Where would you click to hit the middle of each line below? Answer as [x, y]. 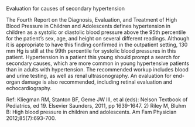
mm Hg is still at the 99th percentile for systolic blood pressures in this [91, 51]
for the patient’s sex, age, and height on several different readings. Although [98, 38]
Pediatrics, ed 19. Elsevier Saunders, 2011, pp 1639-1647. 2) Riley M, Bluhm [96, 106]
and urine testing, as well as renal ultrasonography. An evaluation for [89, 76]
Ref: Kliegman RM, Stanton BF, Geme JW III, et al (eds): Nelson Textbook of [97, 99]
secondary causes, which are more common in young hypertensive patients [97, 63]
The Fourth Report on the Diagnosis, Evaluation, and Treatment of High [92, 20]
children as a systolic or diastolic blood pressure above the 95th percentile [96, 32]
